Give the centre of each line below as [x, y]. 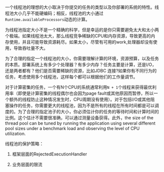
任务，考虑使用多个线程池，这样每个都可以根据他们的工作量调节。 [71, 77]
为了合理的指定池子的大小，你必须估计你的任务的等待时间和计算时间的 [88, 112]
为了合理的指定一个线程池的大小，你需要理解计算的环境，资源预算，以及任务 [82, 58]
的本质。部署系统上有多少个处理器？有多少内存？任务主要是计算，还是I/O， [81, 64]
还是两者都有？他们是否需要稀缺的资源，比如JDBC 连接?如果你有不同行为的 [81, 71]
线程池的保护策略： [24, 144]
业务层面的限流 [27, 164]
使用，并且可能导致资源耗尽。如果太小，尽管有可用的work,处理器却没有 [81, 42]
